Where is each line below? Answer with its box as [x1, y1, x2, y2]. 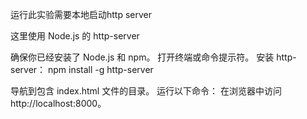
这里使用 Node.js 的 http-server [10, 30, 140, 42]
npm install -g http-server [48, 64, 154, 75]
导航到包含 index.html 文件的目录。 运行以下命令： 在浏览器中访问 [10, 85, 283, 97]
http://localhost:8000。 [10, 98, 107, 109]
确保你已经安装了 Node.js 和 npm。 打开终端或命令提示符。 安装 [10, 51, 275, 63]
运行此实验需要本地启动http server [10, 9, 153, 20]
